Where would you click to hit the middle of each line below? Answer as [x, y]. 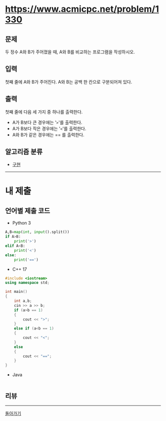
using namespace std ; [27, 283]
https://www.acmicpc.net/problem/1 [82, 9]
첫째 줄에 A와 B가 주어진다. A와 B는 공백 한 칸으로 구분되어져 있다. [69, 82]
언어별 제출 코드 [28, 211]
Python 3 [21, 223]
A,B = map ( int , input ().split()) [37, 232]
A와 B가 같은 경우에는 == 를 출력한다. [48, 135]
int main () [16, 292]
